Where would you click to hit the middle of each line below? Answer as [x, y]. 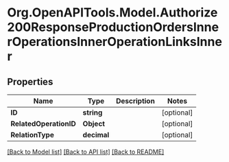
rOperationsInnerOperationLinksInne [115, 42]
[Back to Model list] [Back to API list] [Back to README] [86, 152]
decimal [96, 135]
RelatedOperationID [44, 124]
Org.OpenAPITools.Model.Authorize [112, 13]
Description [135, 101]
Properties [30, 81]
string [93, 113]
